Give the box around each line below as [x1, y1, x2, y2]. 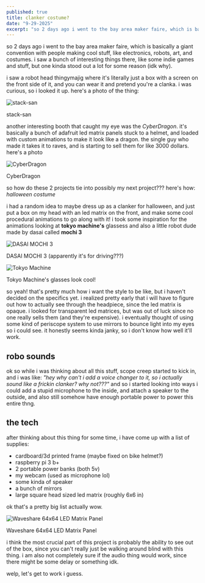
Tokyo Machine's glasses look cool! [6, 276, 96, 283]
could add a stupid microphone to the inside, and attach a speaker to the [6, 387, 189, 395]
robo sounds [6, 351, 56, 362]
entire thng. [6, 400, 35, 407]
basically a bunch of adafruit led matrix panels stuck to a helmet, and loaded [6, 129, 199, 136]
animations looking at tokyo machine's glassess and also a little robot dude [6, 222, 196, 229]
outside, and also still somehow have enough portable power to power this [6, 393, 193, 401]
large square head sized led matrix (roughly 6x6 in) [15, 491, 144, 499]
